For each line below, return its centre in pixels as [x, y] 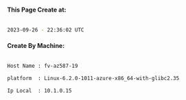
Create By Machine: [36, 45]
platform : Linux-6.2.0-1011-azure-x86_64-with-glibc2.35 [93, 79]
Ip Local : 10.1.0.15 [39, 91]
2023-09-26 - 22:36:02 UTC [46, 30]
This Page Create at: [37, 10]
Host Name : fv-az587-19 [43, 66]
